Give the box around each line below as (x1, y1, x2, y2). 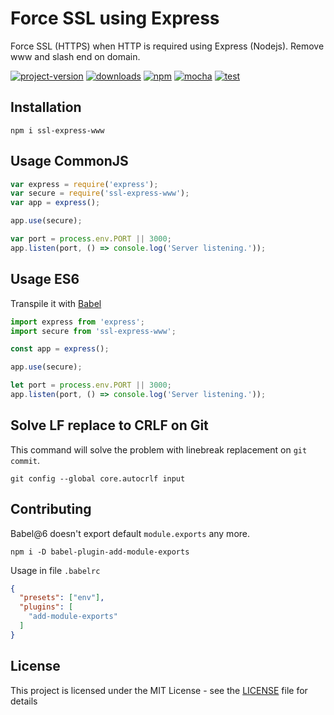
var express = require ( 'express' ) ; (10, 179, 159, 189)
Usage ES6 (10, 271, 80, 288)
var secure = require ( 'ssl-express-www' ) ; (10, 188, 190, 199)
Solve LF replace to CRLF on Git (10, 417, 209, 434)
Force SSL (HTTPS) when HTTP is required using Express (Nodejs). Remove (10, 40, 325, 52)
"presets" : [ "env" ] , (19, 593, 105, 603)
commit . (10, 454, 40, 466)
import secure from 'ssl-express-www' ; (10, 326, 177, 336)
